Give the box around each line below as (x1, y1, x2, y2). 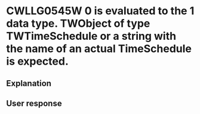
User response (6, 98, 62, 108)
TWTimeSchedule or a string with (6, 30, 177, 43)
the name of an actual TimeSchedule (6, 42, 192, 56)
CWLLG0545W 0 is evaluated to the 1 (6, 4, 195, 18)
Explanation (6, 78, 52, 88)
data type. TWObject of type (6, 17, 150, 30)
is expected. (6, 55, 69, 68)
